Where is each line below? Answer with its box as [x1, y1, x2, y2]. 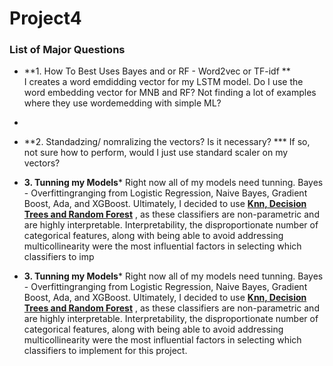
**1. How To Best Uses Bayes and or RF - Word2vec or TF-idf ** [23, 65, 291, 77]
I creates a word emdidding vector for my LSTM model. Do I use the [23, 76, 304, 88]
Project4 [9, 7, 82, 30]
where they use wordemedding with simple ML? [23, 97, 222, 109]
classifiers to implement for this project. [23, 345, 188, 357]
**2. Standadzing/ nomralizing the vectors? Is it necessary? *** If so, [23, 136, 311, 148]
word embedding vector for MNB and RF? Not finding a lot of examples [23, 87, 317, 99]
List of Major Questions [9, 43, 126, 57]
